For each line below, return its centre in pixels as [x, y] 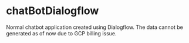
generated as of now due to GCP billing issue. [61, 33]
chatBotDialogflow [53, 11]
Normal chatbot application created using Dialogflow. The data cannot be [95, 27]
